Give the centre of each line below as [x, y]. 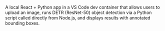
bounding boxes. [22, 23]
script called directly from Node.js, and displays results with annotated [78, 18]
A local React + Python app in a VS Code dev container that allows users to [82, 7]
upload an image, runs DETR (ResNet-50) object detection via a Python [78, 12]
